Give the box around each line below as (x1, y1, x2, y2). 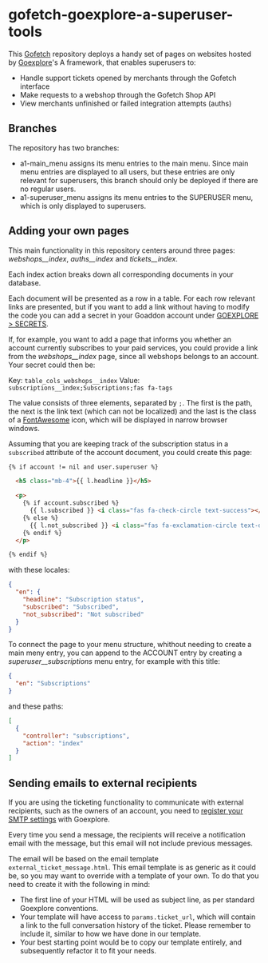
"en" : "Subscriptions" (15, 680, 91, 688)
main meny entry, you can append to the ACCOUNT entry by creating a (8, 648, 242, 657)
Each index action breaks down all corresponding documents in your (8, 270, 234, 279)
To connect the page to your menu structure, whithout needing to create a (8, 640, 252, 649)
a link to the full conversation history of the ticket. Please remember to (19, 921, 251, 930)
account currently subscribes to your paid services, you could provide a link (8, 342, 258, 353)
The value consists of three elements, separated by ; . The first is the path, (8, 398, 253, 407)
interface (19, 82, 50, 91)
